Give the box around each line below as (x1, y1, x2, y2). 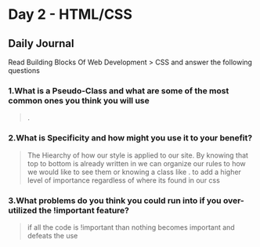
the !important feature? (38, 205, 130, 216)
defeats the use (27, 231, 78, 240)
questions (8, 66, 41, 75)
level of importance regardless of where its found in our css (27, 175, 221, 185)
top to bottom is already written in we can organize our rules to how (27, 158, 247, 168)
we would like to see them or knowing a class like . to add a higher (27, 167, 241, 176)
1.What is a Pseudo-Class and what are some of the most (8, 85, 229, 96)
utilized (8, 205, 38, 216)
